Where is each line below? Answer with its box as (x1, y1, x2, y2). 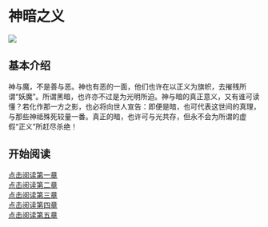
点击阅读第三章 (8, 189, 58, 200)
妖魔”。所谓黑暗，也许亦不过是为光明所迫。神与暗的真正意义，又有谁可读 (18, 91, 260, 101)
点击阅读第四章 (8, 200, 58, 209)
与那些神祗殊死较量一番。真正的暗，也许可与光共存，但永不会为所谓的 (8, 111, 240, 121)
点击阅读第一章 (8, 169, 58, 180)
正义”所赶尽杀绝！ (18, 121, 78, 131)
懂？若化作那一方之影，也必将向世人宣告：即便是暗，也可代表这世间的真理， (8, 102, 261, 111)
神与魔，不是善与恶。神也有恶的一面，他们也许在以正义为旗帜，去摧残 (8, 82, 240, 91)
